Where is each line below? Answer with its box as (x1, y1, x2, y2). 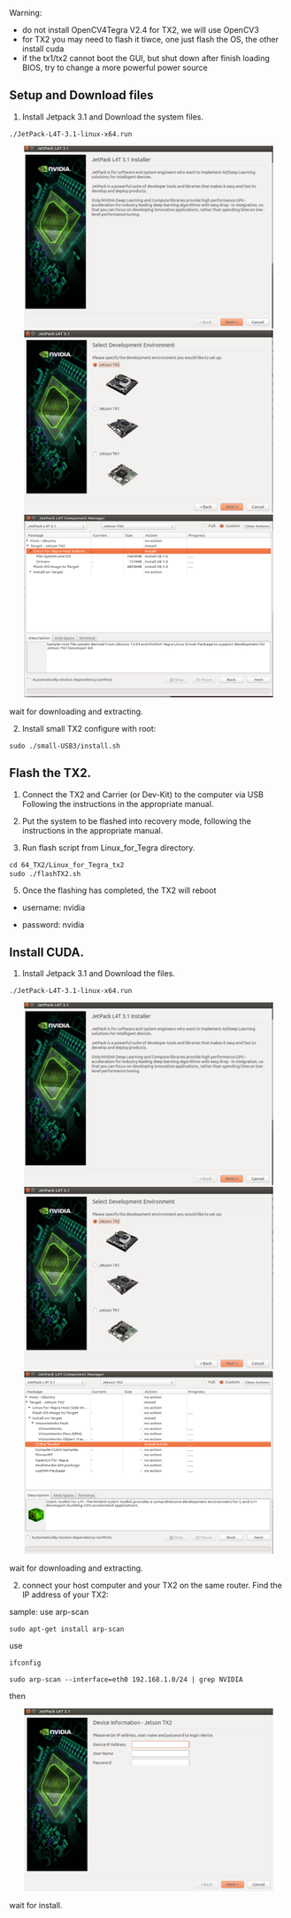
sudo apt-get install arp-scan (9, 1625, 125, 1634)
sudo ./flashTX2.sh (9, 869, 81, 878)
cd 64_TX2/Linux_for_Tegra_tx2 (9, 860, 125, 869)
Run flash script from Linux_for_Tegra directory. (21, 842, 195, 853)
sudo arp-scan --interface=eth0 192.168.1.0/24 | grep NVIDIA (9, 1675, 243, 1684)
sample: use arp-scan (9, 1607, 89, 1618)
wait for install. (9, 1900, 63, 1911)
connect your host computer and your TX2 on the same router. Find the (21, 1580, 283, 1591)
